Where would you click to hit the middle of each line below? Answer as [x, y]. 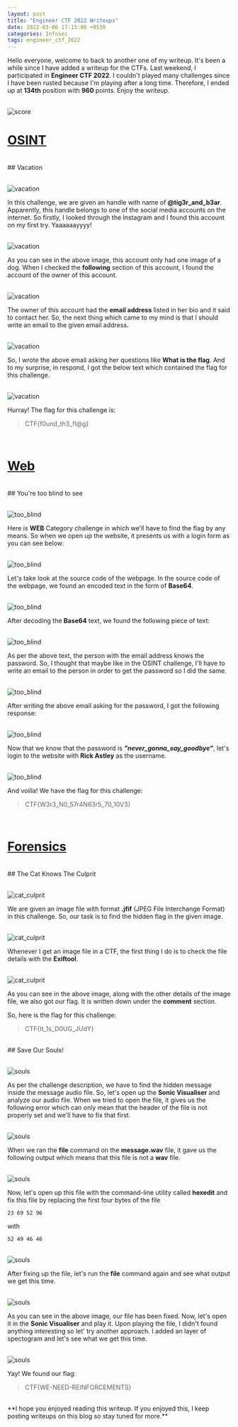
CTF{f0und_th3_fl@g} [57, 424]
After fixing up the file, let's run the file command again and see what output [119, 1273]
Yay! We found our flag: [42, 1373]
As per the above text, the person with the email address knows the [106, 655]
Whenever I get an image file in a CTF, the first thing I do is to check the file [117, 951]
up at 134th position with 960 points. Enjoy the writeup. [89, 91]
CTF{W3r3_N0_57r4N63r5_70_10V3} [78, 804]
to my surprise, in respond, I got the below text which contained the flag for [118, 368]
